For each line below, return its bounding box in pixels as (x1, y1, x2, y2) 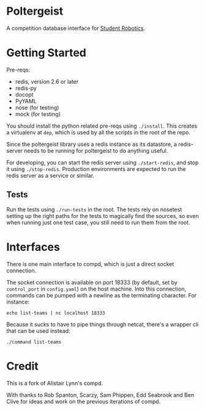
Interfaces (6, 240, 60, 254)
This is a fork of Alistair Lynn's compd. (6, 379, 103, 387)
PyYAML (15, 97, 37, 104)
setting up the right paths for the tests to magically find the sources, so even (6, 212, 199, 219)
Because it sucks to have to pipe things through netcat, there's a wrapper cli (6, 321, 199, 328)
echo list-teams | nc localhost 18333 (6, 310, 105, 316)
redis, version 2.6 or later (15, 78, 79, 85)
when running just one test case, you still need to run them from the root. (6, 219, 191, 226)
